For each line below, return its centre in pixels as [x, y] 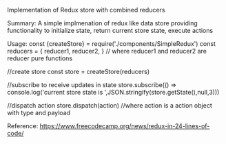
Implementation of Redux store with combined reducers [86, 10]
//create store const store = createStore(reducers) [79, 72]
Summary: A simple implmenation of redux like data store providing [102, 23]
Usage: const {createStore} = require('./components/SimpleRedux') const [111, 44]
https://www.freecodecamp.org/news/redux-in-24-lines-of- [125, 126]
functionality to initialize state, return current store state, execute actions [110, 31]
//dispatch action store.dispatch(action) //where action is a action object [110, 105]
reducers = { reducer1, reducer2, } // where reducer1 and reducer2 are [107, 51]
